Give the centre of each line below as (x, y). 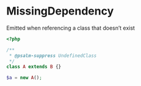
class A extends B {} (34, 67)
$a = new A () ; (24, 78)
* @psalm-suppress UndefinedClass (53, 56)
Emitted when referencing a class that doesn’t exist (71, 28)
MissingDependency (60, 11)
